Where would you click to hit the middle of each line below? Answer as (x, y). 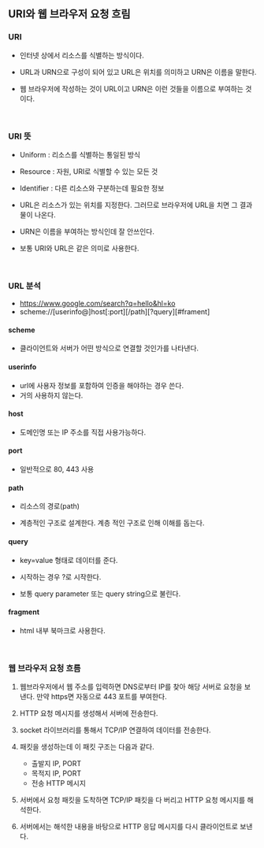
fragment (24, 612)
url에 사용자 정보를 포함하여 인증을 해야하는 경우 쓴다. (101, 385)
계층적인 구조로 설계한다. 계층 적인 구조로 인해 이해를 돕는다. (112, 523)
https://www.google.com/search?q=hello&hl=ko (97, 304)
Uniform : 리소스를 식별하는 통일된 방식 (80, 154)
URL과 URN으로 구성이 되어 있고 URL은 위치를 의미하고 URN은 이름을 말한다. (138, 72)
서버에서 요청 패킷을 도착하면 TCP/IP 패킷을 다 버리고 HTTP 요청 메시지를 (132, 800)
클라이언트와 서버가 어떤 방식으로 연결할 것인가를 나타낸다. (109, 348)
